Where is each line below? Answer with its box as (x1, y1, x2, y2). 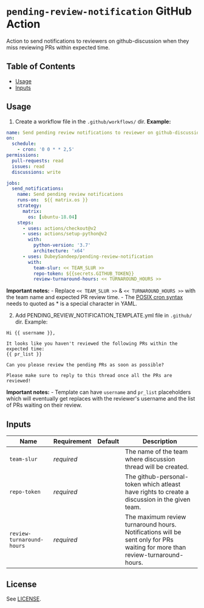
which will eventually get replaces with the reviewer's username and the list (6, 395, 195, 402)
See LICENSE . (6, 595, 41, 603)
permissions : (6, 152, 39, 159)
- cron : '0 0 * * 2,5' (17, 147, 75, 153)
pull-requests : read (12, 157, 64, 164)
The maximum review (124, 513, 186, 521)
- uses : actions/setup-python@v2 (22, 231, 107, 237)
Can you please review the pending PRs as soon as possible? (6, 362, 165, 368)
